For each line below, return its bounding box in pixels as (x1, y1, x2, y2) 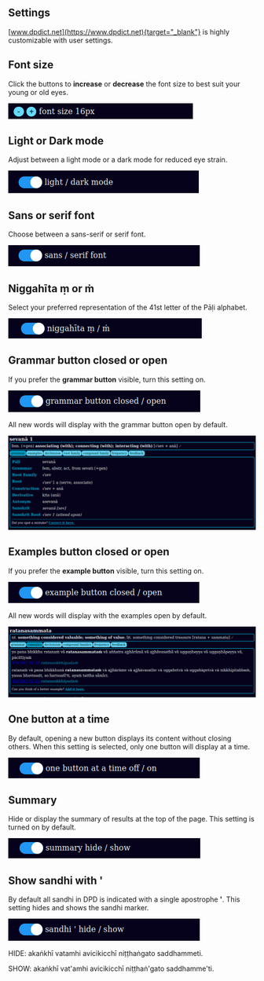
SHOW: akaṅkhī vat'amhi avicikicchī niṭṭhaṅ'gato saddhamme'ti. (8, 964, 214, 973)
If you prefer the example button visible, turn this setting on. (8, 566, 204, 576)
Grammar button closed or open (8, 353, 167, 368)
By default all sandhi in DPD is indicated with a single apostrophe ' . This (8, 895, 240, 904)
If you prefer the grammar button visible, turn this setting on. (8, 375, 206, 384)
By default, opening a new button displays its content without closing (8, 734, 232, 743)
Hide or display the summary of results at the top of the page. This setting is (8, 814, 255, 824)
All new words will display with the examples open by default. (8, 610, 207, 620)
